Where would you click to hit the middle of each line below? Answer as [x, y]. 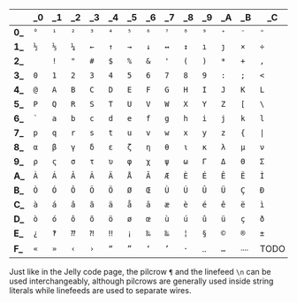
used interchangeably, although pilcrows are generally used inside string [141, 281]
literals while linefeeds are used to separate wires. [100, 290]
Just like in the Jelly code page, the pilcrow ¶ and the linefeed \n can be [140, 272]
